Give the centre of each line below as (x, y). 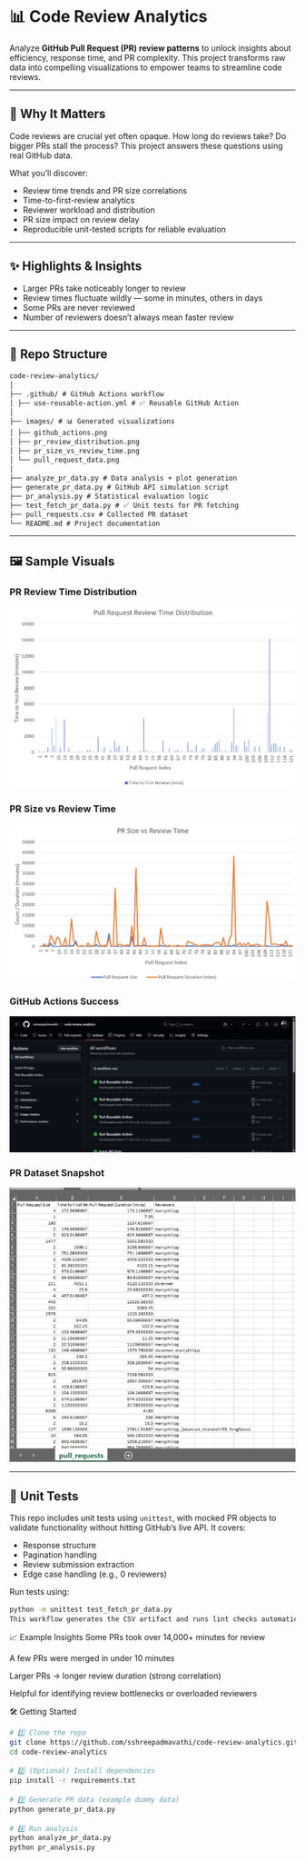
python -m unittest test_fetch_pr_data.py (91, 1610)
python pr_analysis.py (52, 1848)
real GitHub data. (41, 155)
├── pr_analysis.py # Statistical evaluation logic (109, 497)
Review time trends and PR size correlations (105, 190)
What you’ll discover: (49, 173)
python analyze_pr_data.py (60, 1838)
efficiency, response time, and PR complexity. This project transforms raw (148, 57)
